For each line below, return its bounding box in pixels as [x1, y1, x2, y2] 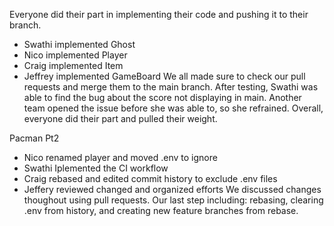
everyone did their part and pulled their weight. [23, 113, 218, 124]
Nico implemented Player [23, 49, 128, 61]
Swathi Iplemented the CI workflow [23, 162, 169, 174]
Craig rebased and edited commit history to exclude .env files [23, 173, 278, 184]
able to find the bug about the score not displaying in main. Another [23, 92, 302, 103]
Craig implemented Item [23, 60, 124, 71]
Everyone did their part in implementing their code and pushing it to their [9, 9, 309, 20]
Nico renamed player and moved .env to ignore [23, 152, 218, 163]
